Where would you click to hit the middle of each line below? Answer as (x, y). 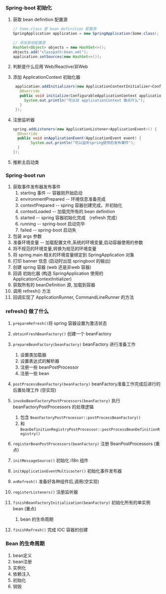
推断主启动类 (26, 162)
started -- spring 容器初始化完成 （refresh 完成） (70, 218)
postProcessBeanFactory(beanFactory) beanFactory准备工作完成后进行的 (87, 384)
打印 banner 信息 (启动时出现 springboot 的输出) (62, 261)
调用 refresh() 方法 (32, 291)
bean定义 (22, 555)
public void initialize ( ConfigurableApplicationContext (78, 96)
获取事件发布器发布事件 (37, 187)
